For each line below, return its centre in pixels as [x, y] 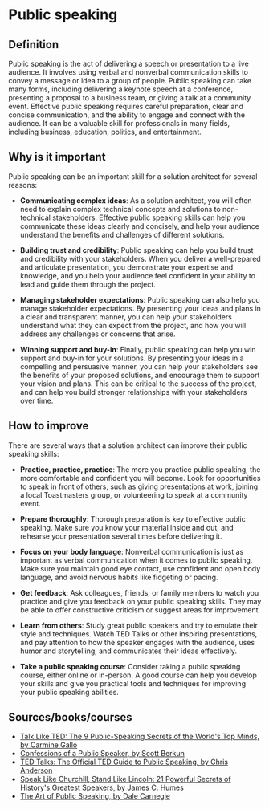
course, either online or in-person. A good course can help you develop [138, 675]
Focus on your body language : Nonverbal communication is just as [132, 551]
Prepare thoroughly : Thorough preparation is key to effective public [133, 518]
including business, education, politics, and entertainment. [105, 132]
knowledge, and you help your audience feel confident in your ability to [137, 275]
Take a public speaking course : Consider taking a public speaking [130, 666]
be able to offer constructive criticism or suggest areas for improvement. [140, 610]
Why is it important [57, 157]
